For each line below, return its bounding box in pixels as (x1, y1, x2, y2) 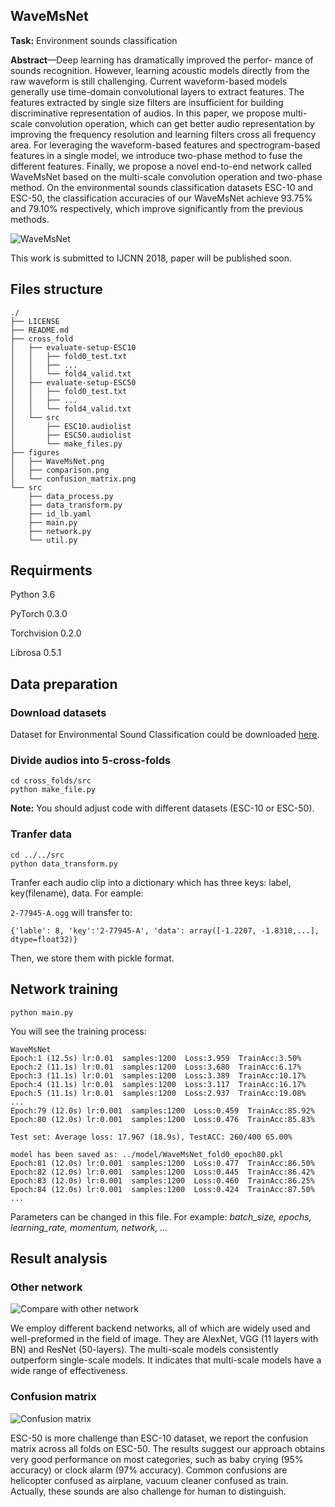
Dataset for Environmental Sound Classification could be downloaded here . (10, 729, 320, 741)
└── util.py (28, 535, 78, 545)
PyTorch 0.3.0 (10, 608, 68, 620)
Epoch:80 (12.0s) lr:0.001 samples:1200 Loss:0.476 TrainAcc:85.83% (10, 1114, 315, 1124)
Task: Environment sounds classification (10, 34, 178, 46)
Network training (10, 981, 119, 998)
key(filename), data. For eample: (10, 887, 144, 899)
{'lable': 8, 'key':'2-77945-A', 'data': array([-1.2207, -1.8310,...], (10, 925, 320, 936)
